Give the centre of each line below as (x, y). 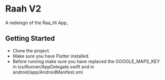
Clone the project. (31, 50)
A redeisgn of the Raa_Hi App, (37, 23)
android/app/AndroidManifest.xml (48, 72)
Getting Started (30, 38)
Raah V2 (23, 9)
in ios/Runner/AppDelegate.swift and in (53, 66)
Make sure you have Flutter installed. (51, 56)
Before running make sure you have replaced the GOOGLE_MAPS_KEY (86, 61)
